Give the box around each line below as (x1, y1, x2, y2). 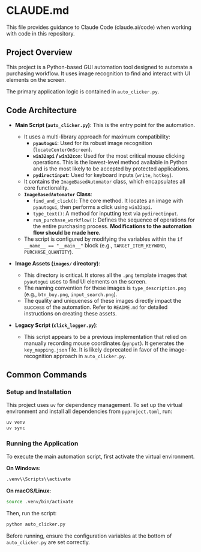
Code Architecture (6, 105, 77, 116)
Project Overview (6, 48, 73, 58)
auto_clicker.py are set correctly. (6, 538, 90, 545)
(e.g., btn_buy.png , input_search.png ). (23, 290, 118, 298)
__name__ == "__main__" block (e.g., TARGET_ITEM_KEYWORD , (23, 241, 167, 249)
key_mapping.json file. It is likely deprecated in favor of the (23, 346, 168, 353)
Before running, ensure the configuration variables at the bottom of (6, 532, 172, 539)
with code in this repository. (6, 29, 75, 37)
